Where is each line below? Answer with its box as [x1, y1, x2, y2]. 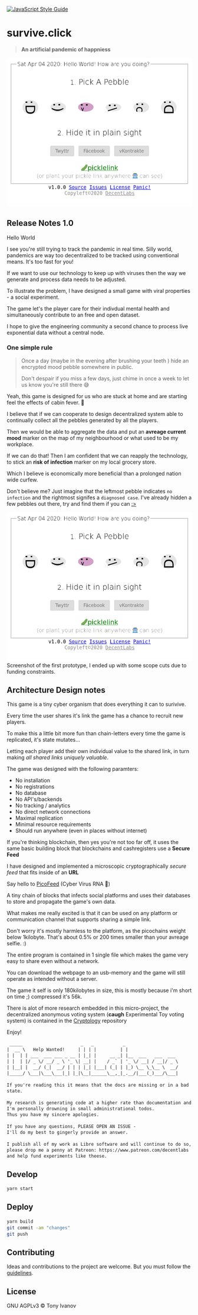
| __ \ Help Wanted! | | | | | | [6, 1047, 128, 1053]
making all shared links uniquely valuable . [6, 754, 108, 761]
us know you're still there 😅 [21, 381, 90, 388]
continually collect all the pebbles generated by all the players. [6, 416, 159, 424]
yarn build [6, 1219, 34, 1224]
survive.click [6, 27, 72, 40]
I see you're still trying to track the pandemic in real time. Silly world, [6, 245, 173, 253]
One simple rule [6, 344, 53, 352]
